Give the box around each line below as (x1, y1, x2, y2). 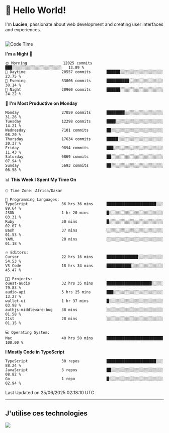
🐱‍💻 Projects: (5, 277, 33, 282)
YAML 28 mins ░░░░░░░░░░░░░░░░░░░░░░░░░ (5, 237, 163, 242)
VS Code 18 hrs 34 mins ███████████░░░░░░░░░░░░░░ (5, 263, 163, 269)
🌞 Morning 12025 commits (5, 60, 93, 66)
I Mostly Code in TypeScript (5, 349, 64, 355)
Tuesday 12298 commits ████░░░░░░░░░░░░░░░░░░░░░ (5, 119, 163, 124)
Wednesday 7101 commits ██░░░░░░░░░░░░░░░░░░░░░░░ (5, 128, 163, 133)
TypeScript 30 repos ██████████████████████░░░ (5, 359, 163, 364)
